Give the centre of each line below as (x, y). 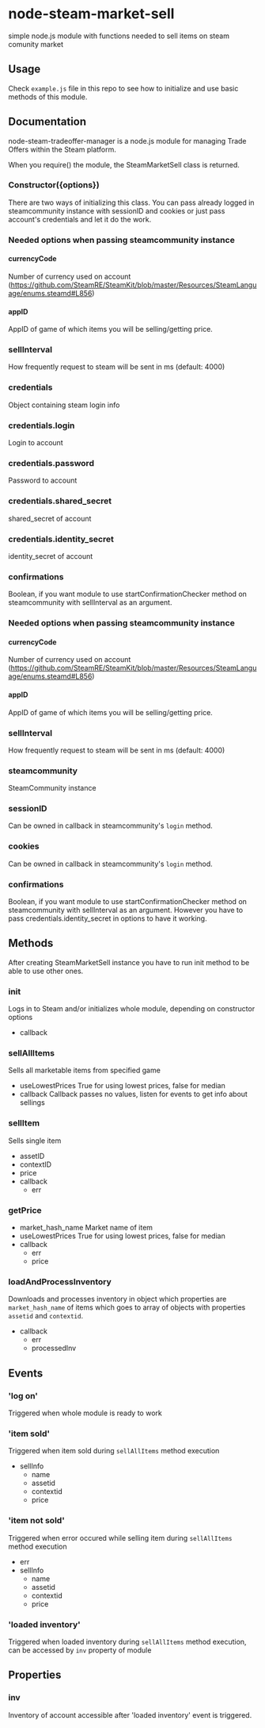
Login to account (36, 443)
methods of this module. (48, 97)
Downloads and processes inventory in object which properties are (117, 1299)
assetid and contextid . (46, 1316)
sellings (32, 1103)
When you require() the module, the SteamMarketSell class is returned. (124, 164)
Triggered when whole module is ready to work (85, 1413)
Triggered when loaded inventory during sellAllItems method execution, (127, 1641)
